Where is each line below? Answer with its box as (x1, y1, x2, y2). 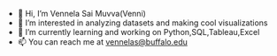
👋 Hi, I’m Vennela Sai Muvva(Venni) (17, 9, 146, 18)
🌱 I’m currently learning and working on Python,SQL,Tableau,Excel (17, 27, 260, 37)
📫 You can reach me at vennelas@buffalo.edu (17, 37, 188, 47)
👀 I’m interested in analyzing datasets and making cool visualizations (17, 17, 268, 28)
